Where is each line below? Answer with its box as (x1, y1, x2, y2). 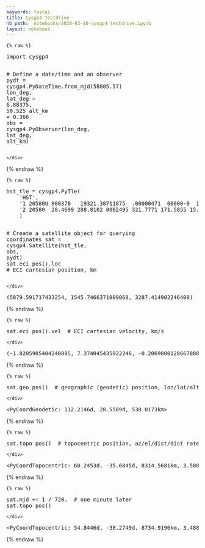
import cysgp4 (6, 53, 49, 60)
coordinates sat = (6, 236, 62, 243)
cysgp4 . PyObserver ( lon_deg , (6, 126, 90, 133)
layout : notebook (6, 26, 51, 32)
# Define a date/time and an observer (6, 71, 123, 78)
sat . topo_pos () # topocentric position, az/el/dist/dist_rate (6, 440, 200, 447)
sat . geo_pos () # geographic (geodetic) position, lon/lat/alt (6, 384, 200, 391)
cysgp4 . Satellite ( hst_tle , (6, 242, 87, 249)
